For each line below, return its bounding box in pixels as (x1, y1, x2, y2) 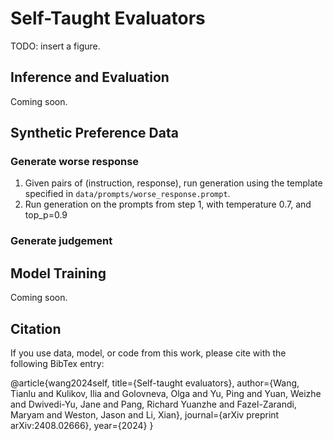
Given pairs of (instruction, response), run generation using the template (24, 177, 323, 189)
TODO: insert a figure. (10, 40, 101, 52)
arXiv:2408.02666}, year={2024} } (10, 419, 154, 431)
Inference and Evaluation (10, 69, 170, 86)
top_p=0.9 (24, 209, 68, 221)
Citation (10, 320, 62, 337)
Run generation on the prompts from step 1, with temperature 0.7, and (24, 198, 312, 211)
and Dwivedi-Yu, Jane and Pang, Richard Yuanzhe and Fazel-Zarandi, (10, 398, 297, 410)
